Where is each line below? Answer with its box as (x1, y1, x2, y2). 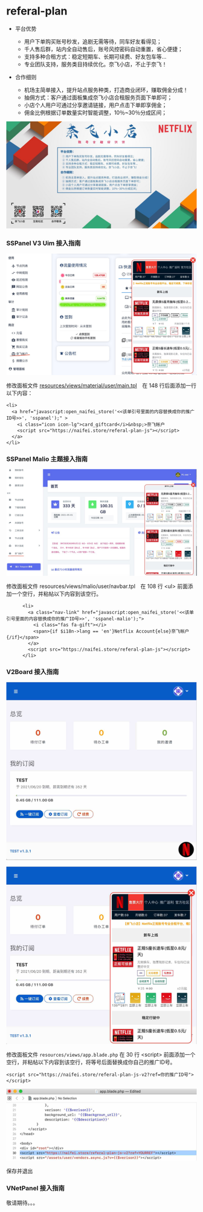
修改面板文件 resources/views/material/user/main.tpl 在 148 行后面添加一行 (6, 382, 197, 389)
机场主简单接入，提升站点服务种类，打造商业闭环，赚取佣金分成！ (24, 86, 188, 93)
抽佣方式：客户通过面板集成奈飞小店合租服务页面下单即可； (24, 94, 173, 101)
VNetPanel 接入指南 (6, 1184, 65, 1193)
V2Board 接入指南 (6, 667, 59, 676)
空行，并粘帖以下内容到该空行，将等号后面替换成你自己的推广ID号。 (6, 1058, 176, 1066)
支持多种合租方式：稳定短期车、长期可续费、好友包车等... (24, 53, 167, 60)
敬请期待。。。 (6, 1199, 38, 1206)
